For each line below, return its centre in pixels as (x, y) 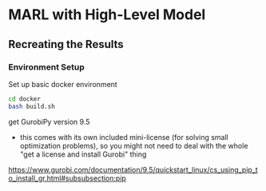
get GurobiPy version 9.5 (49, 121)
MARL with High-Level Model (107, 15)
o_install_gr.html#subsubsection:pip (67, 178)
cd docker (25, 99)
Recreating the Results (66, 44)
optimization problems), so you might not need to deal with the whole (134, 145)
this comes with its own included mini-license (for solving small (124, 137)
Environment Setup (47, 67)
